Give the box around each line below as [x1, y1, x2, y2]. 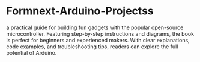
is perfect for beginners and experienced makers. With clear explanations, [6, 36, 190, 44]
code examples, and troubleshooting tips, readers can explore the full [6, 43, 178, 50]
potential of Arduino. [6, 49, 57, 56]
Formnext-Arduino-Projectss [6, 4, 154, 18]
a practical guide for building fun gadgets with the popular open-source [6, 24, 184, 31]
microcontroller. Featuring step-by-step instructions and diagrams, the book [6, 30, 194, 37]
